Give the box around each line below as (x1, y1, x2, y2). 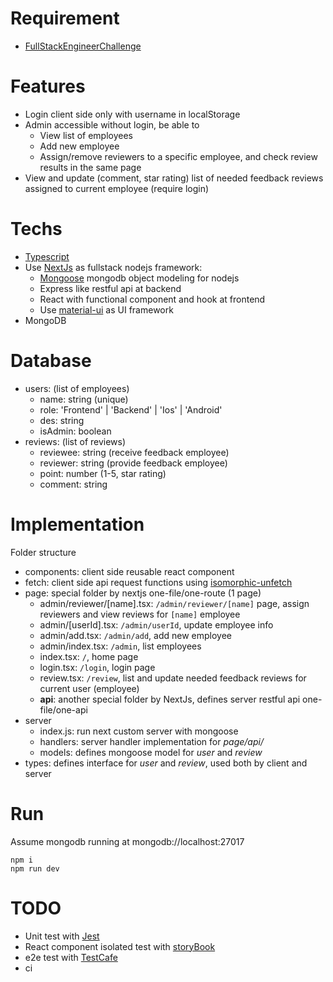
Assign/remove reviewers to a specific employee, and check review (39, 150, 318, 162)
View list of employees (39, 129, 133, 141)
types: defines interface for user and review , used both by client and (24, 757, 308, 769)
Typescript (24, 250, 70, 262)
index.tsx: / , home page (39, 650, 139, 662)
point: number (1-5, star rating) (39, 467, 167, 479)
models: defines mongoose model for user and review (39, 746, 263, 758)
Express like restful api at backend (39, 282, 182, 294)
